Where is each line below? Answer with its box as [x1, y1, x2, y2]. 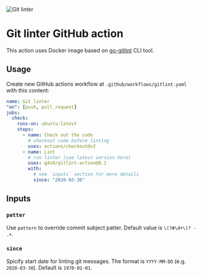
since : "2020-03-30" [33, 177, 85, 183]
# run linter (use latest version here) [28, 154, 131, 161]
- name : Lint [22, 148, 56, 155]
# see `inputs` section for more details [33, 171, 139, 177]
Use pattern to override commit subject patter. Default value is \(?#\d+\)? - [6, 224, 197, 231]
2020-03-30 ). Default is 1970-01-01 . [6, 264, 93, 271]
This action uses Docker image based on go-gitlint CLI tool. [6, 46, 154, 54]
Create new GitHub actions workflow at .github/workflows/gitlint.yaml [6, 80, 187, 88]
